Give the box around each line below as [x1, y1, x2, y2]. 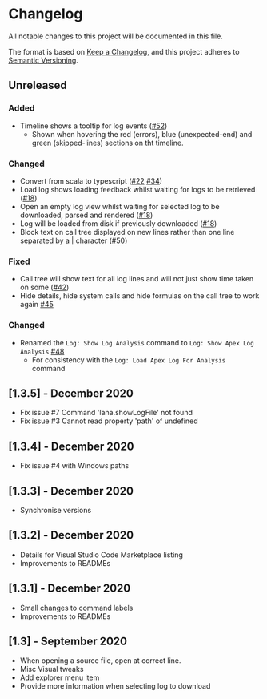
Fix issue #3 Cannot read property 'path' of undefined [19, 416, 198, 426]
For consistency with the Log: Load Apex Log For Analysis [31, 354, 226, 365]
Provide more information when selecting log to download [19, 681, 211, 691]
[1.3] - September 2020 [8, 634, 128, 648]
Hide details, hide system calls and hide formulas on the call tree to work [19, 291, 260, 301]
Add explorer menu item [19, 673, 100, 682]
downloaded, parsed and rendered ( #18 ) [19, 210, 153, 220]
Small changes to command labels [19, 603, 133, 612]
